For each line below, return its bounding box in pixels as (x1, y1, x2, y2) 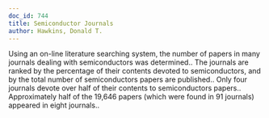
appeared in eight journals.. (8, 100, 99, 110)
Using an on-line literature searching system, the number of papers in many (8, 49, 261, 59)
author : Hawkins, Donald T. (8, 27, 103, 35)
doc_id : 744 (8, 11, 48, 20)
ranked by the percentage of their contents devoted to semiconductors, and (8, 66, 261, 76)
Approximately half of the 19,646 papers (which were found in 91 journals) (8, 92, 254, 102)
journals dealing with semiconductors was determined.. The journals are (8, 57, 249, 67)
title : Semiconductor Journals (8, 19, 114, 27)
